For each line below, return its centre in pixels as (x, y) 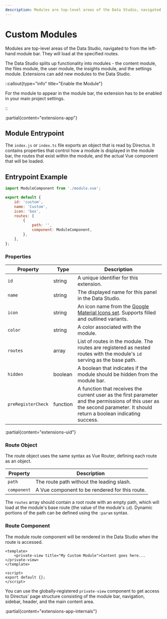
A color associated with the (109, 327)
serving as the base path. (107, 360)
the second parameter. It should (115, 407)
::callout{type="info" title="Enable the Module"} (54, 83)
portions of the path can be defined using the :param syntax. (67, 513)
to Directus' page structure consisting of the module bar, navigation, (75, 596)
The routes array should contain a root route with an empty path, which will (82, 502)
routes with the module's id (110, 353)
